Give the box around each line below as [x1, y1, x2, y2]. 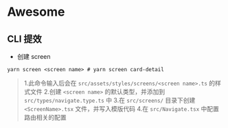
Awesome [7, 4, 65, 20]
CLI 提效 [7, 33, 43, 44]
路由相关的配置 [23, 114, 67, 121]
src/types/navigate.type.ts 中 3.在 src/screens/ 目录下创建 [23, 97, 196, 104]
